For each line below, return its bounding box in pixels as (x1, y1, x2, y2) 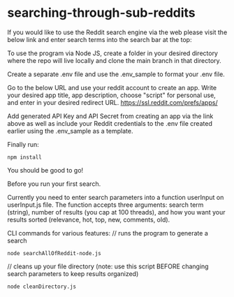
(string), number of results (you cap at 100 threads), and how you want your (7, 208, 226, 216)
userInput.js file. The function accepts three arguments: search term (7, 201, 204, 209)
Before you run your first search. (7, 180, 101, 188)
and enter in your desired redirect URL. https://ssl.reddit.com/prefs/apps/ (7, 98, 218, 106)
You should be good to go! (7, 166, 84, 174)
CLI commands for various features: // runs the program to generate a (7, 229, 208, 237)
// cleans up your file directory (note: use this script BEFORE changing (7, 262, 209, 270)
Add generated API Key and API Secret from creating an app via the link (7, 112, 214, 120)
